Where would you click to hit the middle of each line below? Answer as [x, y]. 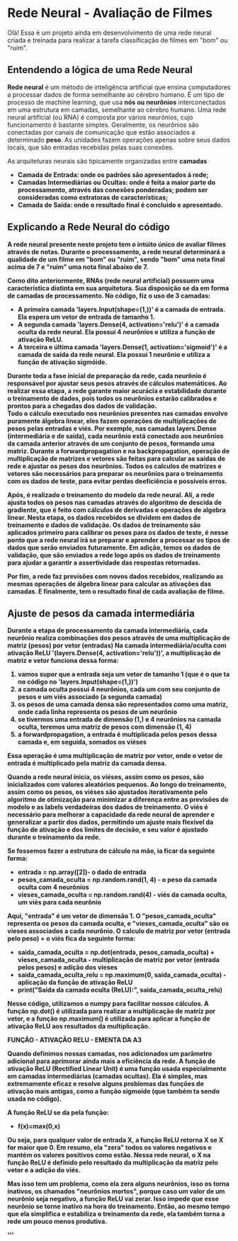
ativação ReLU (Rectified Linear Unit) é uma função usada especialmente [117, 1069]
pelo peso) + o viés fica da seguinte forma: [72, 939]
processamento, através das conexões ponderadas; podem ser [113, 190]
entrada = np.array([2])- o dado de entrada [82, 872]
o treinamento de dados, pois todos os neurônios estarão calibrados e [112, 398]
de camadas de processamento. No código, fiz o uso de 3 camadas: [109, 295]
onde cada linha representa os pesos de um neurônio [97, 712]
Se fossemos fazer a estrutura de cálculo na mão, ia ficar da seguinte [111, 851]
